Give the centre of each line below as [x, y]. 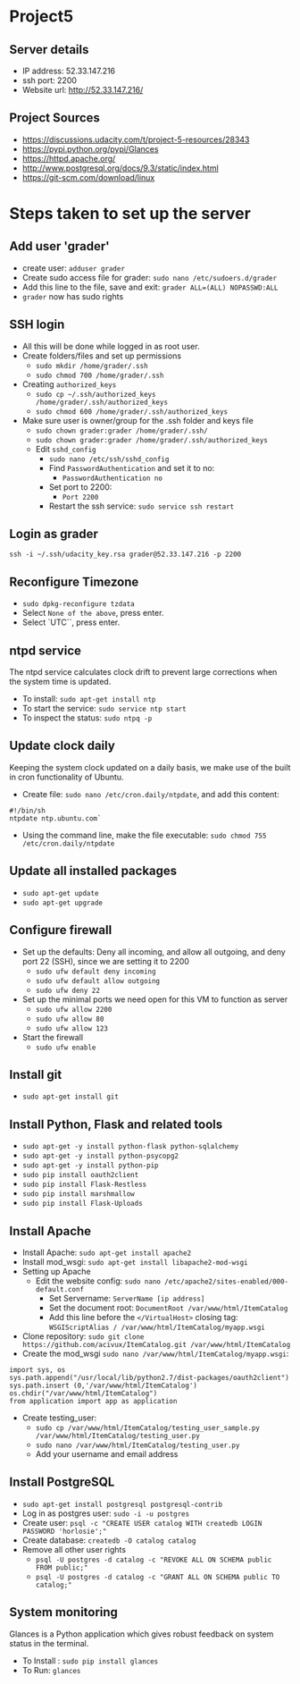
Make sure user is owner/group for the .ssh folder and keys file [138, 420]
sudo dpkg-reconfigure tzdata [79, 604]
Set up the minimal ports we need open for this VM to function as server [155, 999]
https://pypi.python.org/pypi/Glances [90, 148]
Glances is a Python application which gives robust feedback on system [142, 1634]
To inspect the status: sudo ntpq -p [87, 718]
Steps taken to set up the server [130, 214]
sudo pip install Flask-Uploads [82, 1204]
